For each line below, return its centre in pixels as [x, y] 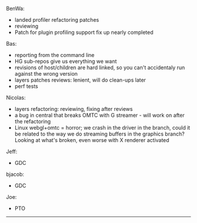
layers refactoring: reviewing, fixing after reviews [74, 109]
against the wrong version [46, 74]
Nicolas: [16, 97]
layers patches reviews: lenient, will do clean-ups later [80, 80]
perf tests [26, 86]
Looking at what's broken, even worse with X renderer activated [92, 140]
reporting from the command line [55, 55]
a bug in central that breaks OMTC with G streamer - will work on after [99, 115]
